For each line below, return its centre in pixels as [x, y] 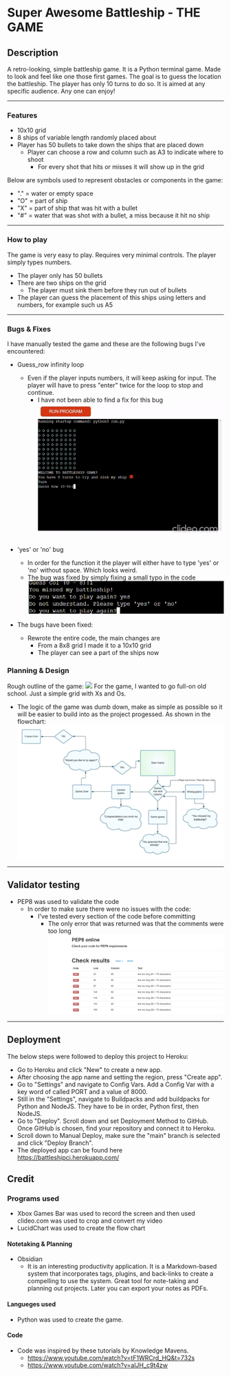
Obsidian [30, 1259]
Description [33, 53]
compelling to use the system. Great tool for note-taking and [113, 1281]
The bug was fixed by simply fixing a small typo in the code [111, 577]
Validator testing [44, 885]
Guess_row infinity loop [51, 364]
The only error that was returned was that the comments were [136, 923]
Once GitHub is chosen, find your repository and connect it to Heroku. [116, 1128]
